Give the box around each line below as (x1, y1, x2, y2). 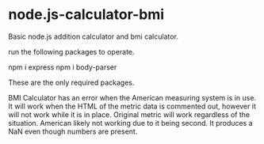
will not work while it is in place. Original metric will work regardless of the (8, 109, 251, 119)
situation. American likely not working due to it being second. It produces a (8, 118, 253, 127)
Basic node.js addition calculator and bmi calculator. (8, 32, 178, 41)
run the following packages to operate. (8, 47, 135, 56)
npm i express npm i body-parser (8, 62, 117, 72)
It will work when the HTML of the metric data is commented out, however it (8, 101, 256, 111)
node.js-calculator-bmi (8, 6, 165, 24)
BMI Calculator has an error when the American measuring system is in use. (8, 93, 256, 102)
